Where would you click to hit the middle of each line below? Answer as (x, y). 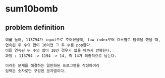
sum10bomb (32, 9)
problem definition (35, 27)
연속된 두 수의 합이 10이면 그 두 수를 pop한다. (49, 45)
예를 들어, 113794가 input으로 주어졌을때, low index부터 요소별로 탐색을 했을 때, (83, 40)
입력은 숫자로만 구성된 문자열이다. (36, 71)
